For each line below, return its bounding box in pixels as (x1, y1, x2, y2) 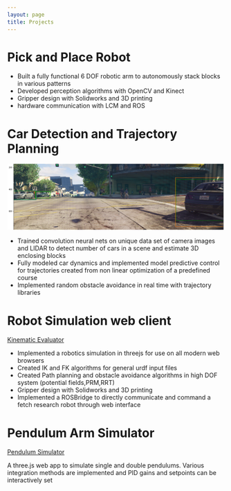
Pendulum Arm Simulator (7, 425, 155, 440)
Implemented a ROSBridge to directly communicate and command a (17, 393, 211, 402)
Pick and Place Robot (7, 49, 131, 65)
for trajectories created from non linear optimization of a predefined (17, 266, 211, 275)
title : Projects (7, 18, 54, 26)
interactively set (7, 476, 53, 485)
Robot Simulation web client (7, 313, 172, 329)
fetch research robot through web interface (17, 401, 141, 409)
